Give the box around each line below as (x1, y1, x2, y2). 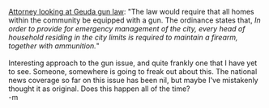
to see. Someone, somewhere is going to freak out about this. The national (8, 67, 258, 76)
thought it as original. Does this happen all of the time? (8, 84, 190, 93)
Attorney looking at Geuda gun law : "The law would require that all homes (8, 7, 254, 16)
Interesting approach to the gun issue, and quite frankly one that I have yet (8, 58, 258, 68)
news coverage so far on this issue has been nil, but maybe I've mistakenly (8, 76, 258, 85)
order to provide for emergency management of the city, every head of (8, 24, 246, 33)
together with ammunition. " (8, 41, 100, 51)
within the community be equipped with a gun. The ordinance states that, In (8, 15, 261, 25)
